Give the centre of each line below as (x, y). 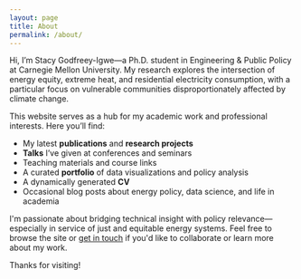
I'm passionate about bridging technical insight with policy (118, 219)
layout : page (34, 18)
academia (41, 201)
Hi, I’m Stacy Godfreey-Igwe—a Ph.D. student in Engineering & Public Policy (150, 61)
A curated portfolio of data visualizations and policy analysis (135, 172)
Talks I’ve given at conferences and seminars (107, 153)
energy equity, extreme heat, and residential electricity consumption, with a (150, 80)
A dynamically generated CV (76, 182)
